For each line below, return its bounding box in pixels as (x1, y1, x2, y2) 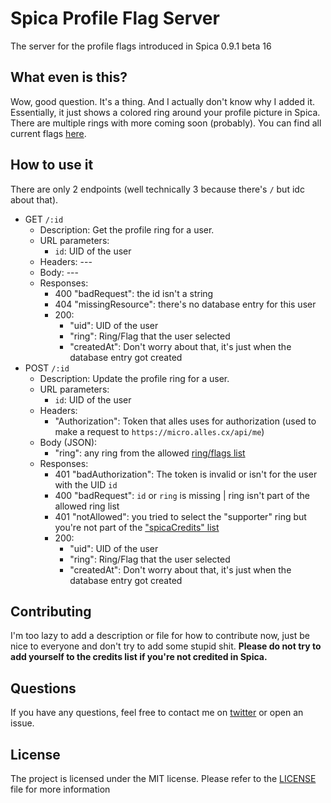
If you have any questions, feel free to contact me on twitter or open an (10, 707, 304, 719)
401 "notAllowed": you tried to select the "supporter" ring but (54, 510, 307, 522)
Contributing (10, 603, 92, 620)
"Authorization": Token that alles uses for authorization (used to (54, 415, 317, 427)
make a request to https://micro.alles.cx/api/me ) (54, 425, 265, 437)
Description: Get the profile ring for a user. (39, 223, 215, 236)
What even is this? (10, 69, 128, 86)
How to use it (10, 157, 94, 174)
